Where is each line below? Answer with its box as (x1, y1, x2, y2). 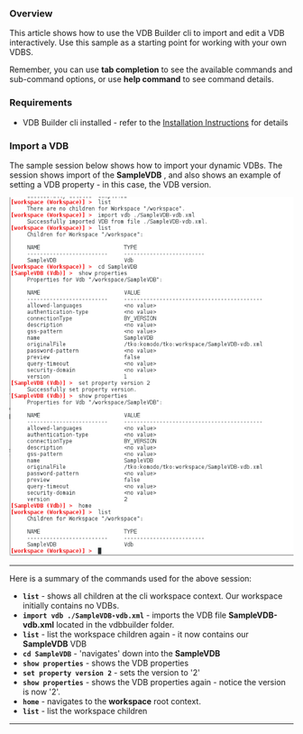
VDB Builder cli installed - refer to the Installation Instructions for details (22, 116, 289, 128)
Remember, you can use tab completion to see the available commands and (9, 64, 293, 75)
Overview (9, 7, 53, 20)
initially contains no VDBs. (22, 600, 120, 610)
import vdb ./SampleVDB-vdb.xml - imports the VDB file (22, 610, 227, 620)
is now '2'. (22, 686, 61, 697)
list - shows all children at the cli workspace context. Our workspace (22, 590, 283, 601)
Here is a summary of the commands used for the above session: (9, 573, 252, 583)
